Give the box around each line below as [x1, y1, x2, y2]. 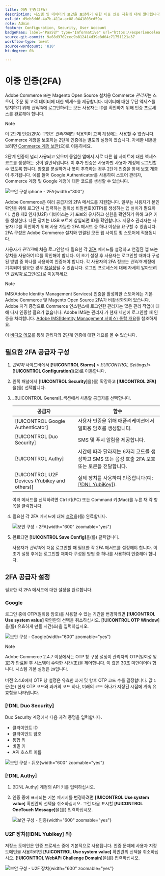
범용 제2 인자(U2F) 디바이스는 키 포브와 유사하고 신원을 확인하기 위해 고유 [11, 211, 153, 217]
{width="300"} [54, 189, 84, 195]
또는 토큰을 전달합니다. [78, 463, 128, 470]
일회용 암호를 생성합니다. [78, 425, 132, 432]
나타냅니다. [18, 690, 40, 696]
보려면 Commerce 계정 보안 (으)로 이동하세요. [5, 143, 92, 149]
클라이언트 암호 [12, 730, 42, 736]
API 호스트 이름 [12, 749, 42, 755]
